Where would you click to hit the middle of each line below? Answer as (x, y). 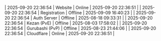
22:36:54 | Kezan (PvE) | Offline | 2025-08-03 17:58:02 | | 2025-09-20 (76, 23)
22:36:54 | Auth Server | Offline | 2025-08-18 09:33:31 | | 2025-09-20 (82, 18)
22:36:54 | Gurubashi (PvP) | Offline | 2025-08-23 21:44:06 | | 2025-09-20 (80, 28)
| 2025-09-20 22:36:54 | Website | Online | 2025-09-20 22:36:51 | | (73, 8)
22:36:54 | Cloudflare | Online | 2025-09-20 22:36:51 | (59, 33)
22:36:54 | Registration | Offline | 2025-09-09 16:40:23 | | (77, 13)
